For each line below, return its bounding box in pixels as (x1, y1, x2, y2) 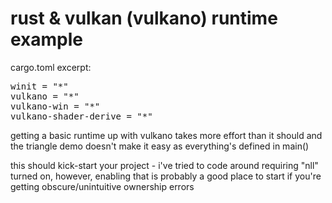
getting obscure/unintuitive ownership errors (10, 180, 195, 192)
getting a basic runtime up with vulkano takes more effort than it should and (10, 129, 323, 141)
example (10, 28, 84, 51)
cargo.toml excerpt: (10, 61, 92, 73)
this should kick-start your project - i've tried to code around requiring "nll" (10, 159, 319, 171)
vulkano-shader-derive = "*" (10, 110, 153, 122)
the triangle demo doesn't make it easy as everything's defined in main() (10, 140, 310, 152)
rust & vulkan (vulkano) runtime (10, 7, 278, 30)
